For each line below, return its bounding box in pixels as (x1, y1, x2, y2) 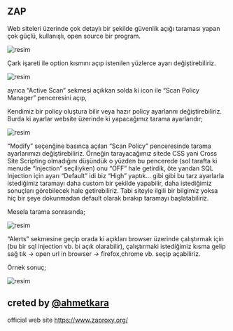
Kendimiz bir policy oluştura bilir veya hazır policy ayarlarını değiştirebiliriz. (7, 107, 223, 115)
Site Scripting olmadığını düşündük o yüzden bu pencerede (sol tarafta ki (7, 156, 218, 165)
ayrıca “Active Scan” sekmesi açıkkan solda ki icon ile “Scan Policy (7, 86, 199, 94)
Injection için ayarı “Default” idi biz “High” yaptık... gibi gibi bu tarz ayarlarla (7, 171, 225, 180)
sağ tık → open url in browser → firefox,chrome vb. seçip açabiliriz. (7, 249, 201, 258)
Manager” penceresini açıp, (7, 93, 87, 102)
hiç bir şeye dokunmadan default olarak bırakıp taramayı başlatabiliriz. (7, 194, 209, 202)
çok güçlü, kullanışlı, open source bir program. (7, 32, 141, 40)
